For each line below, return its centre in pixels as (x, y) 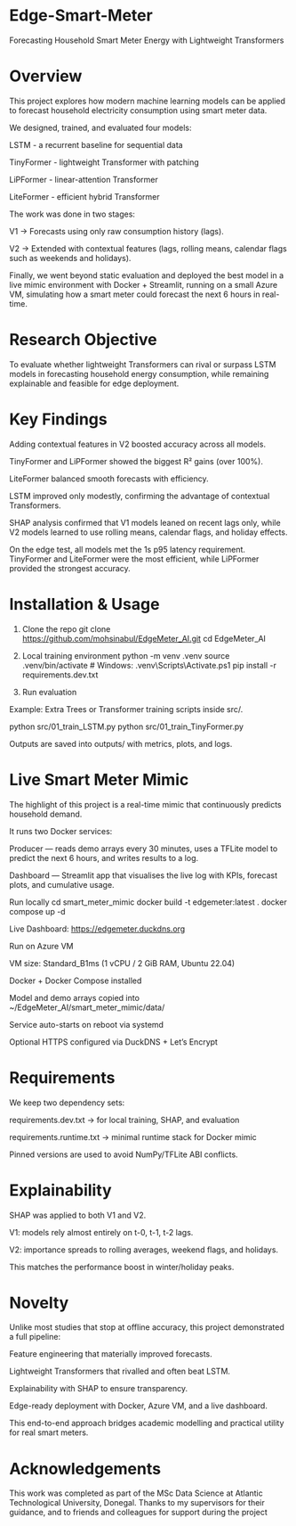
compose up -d (37, 911)
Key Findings (59, 419)
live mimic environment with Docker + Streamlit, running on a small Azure (144, 284)
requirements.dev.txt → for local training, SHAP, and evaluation (124, 1120)
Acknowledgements (85, 1469)
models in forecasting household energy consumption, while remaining (139, 373)
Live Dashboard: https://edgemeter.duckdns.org (97, 929)
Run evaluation (49, 692)
